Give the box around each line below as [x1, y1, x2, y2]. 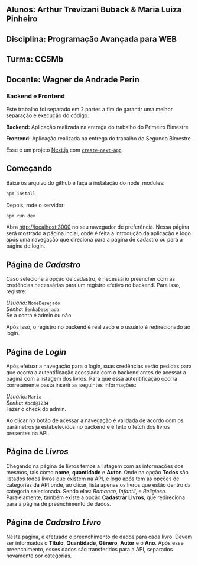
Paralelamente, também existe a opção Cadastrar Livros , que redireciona [6, 494, 185, 501]
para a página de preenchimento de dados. [6, 500, 111, 507]
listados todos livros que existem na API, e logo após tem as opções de [6, 475, 180, 482]
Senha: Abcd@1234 [6, 399, 49, 406]
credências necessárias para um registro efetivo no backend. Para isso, [6, 281, 181, 289]
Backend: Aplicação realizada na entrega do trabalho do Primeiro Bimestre [6, 123, 189, 130]
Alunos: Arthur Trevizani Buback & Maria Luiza [6, 5, 182, 15]
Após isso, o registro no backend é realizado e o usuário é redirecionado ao [6, 323, 191, 330]
